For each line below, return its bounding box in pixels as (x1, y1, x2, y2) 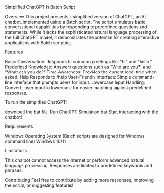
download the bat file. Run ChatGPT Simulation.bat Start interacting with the (5, 109, 158, 115)
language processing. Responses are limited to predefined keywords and (5, 163, 153, 168)
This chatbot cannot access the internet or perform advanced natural (5, 157, 145, 163)
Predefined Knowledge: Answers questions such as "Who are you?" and (5, 64, 151, 70)
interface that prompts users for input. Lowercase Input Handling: (13, 79, 145, 85)
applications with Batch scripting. (5, 40, 72, 46)
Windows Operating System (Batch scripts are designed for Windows (5, 133, 145, 139)
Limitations (5, 148, 27, 153)
